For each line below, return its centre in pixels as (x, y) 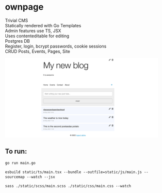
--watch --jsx (41, 177)
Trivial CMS (16, 20)
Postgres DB (17, 41)
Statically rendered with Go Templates (43, 25)
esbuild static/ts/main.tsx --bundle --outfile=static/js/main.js (73, 172)
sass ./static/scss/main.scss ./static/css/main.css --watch (68, 186)
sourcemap (15, 177)
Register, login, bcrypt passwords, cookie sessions (56, 46)
